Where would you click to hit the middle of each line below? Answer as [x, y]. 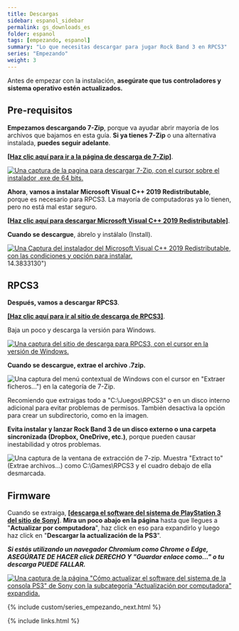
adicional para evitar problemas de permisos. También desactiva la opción [116, 408]
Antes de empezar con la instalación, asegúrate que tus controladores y [115, 80]
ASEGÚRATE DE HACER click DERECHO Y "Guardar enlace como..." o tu [116, 557]
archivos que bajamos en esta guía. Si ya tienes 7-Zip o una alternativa [112, 135]
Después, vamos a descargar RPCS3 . [63, 302]
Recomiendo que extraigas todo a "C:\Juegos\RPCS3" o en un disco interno [119, 401]
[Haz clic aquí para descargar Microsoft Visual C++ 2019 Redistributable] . [119, 221]
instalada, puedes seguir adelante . [59, 142]
